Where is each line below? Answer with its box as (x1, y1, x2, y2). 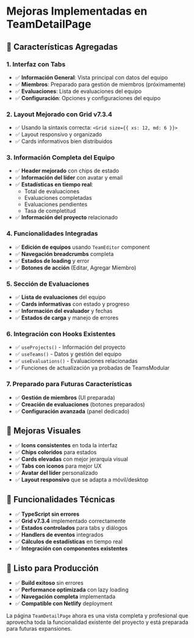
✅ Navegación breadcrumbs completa (15, 250, 114, 257)
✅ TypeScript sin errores (15, 510, 80, 518)
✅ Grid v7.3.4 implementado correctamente (15, 518, 126, 525)
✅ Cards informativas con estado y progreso (15, 301, 130, 308)
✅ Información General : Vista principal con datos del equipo (15, 73, 168, 81)
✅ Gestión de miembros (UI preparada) (15, 394, 115, 401)
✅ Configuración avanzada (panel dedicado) (15, 408, 130, 415)
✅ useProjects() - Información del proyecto (15, 343, 126, 351)
